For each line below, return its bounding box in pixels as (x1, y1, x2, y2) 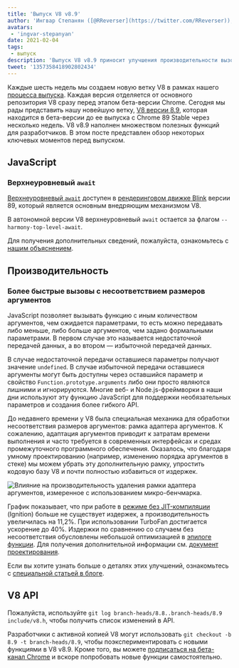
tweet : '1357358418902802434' (7, 63, 97, 70)
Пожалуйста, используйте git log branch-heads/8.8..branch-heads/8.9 (7, 608, 223, 617)
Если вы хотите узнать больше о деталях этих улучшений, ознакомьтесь (7, 561, 229, 570)
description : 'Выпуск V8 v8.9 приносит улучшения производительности (7, 57, 218, 64)
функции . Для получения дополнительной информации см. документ (7, 540, 219, 548)
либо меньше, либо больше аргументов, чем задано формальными (7, 327, 213, 334)
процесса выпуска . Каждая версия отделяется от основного (7, 90, 193, 99)
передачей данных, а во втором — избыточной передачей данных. (7, 341, 212, 349)
